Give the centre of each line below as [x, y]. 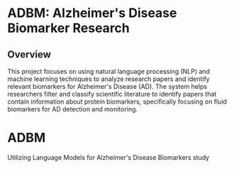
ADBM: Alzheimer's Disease [92, 13]
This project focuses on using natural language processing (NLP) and [109, 71]
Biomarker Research [68, 28]
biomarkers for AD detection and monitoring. [73, 109]
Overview [29, 54]
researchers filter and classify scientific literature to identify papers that [112, 94]
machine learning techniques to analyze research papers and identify [109, 79]
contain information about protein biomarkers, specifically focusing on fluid [117, 102]
